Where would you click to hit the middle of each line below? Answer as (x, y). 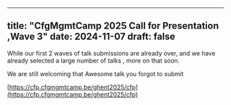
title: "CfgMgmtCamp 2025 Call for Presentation (113, 26)
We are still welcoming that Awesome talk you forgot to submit (95, 73)
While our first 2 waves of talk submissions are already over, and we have (111, 53)
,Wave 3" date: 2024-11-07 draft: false (91, 37)
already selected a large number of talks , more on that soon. (93, 60)
